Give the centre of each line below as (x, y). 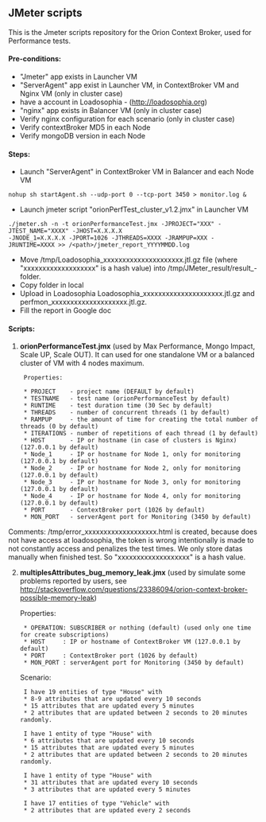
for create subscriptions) (64, 635)
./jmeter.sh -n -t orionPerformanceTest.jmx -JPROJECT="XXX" (112, 224)
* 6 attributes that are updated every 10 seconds (109, 741)
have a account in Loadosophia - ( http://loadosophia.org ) (114, 102)
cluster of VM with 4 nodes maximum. (82, 363)
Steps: (19, 154)
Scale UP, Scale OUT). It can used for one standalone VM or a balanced (137, 355)
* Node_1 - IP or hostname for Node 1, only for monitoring (132, 454)
